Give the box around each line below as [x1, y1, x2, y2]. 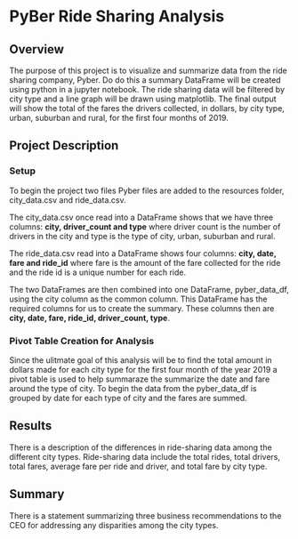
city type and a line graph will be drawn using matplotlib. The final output [9, 93, 278, 104]
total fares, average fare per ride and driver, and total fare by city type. [9, 461, 268, 471]
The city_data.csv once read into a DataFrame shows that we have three [9, 212, 274, 222]
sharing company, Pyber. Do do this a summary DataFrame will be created [9, 75, 282, 85]
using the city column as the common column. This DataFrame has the [9, 294, 268, 304]
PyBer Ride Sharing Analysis [9, 6, 225, 27]
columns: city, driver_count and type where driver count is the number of [9, 221, 281, 232]
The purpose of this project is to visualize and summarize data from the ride [9, 65, 287, 76]
